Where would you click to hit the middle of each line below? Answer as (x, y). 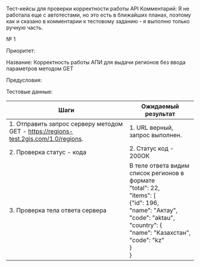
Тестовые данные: (29, 91)
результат (160, 114)
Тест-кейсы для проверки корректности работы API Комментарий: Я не (98, 9)
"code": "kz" (147, 240)
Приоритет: (21, 51)
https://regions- (50, 131)
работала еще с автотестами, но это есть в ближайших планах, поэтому (99, 15)
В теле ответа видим (159, 165)
